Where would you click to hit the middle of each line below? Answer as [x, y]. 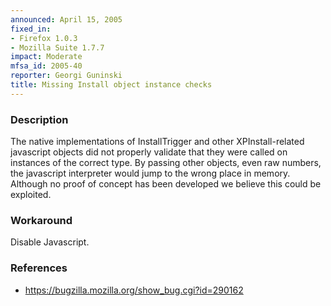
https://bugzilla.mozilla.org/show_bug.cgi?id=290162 [134, 290]
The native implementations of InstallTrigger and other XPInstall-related [157, 142]
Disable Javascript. [50, 242]
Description [39, 119]
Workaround [41, 220]
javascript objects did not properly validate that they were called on [149, 152]
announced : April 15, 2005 [66, 19]
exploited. [31, 195]
